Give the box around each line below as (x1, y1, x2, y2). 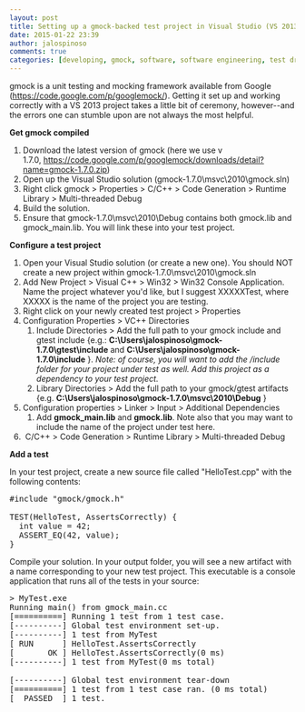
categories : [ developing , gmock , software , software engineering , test (9, 55, 286, 65)
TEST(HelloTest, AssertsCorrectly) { (9, 512, 178, 522)
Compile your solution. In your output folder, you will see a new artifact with (9, 557, 292, 567)
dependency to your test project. (35, 374, 159, 384)
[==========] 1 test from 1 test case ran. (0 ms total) (9, 684, 269, 694)
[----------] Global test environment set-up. (9, 620, 221, 630)
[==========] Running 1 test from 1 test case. (9, 611, 225, 621)
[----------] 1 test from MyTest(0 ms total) (9, 657, 216, 667)
